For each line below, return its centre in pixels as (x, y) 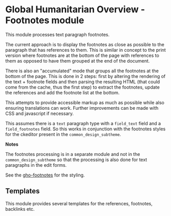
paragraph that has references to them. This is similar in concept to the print (86, 50)
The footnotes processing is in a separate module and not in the (73, 154)
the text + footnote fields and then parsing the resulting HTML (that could (83, 82)
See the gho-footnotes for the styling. (45, 175)
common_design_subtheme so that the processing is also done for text (76, 160)
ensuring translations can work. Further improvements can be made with (82, 108)
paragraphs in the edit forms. (36, 165)
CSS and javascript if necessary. (40, 113)
